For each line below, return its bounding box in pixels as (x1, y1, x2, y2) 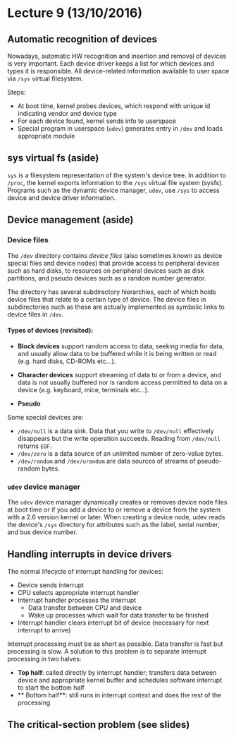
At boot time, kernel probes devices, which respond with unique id (17, 102, 211, 110)
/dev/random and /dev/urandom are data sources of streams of (17, 456, 196, 465)
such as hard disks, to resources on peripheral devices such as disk (7, 266, 204, 275)
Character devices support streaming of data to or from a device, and (17, 370, 222, 379)
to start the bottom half (17, 683, 85, 692)
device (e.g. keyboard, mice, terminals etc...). (17, 385, 149, 394)
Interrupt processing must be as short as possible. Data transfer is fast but (7, 639, 223, 648)
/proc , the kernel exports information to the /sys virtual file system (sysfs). (7, 178, 224, 187)
